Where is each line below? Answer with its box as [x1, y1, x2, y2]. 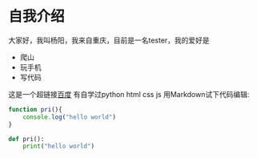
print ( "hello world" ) [22, 142, 94, 151]
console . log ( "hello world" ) [22, 113, 116, 121]
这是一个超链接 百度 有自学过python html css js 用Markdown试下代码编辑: [8, 89, 250, 99]
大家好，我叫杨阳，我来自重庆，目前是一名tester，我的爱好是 [8, 35, 210, 45]
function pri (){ [8, 105, 62, 113]
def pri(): [8, 135, 45, 143]
